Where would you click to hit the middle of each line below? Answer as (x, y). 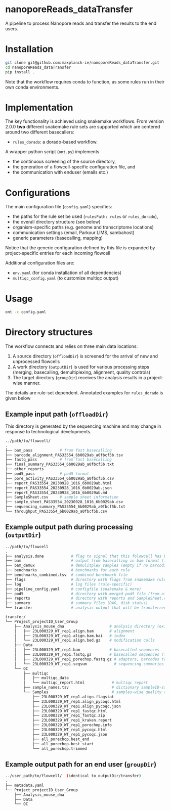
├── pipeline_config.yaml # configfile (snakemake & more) (73, 589)
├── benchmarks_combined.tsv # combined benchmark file (67, 575)
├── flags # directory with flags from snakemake (80, 579)
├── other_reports (25, 469)
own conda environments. (32, 87)
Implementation (39, 107)
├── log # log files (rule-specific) (69, 584)
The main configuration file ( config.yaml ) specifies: (59, 207)
